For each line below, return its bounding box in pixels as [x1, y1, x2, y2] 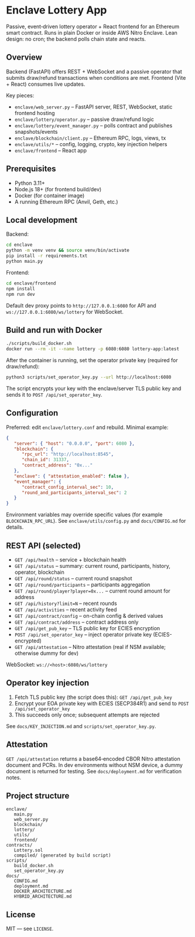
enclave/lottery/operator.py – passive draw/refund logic [14, 116, 154, 123]
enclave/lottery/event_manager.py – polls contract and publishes [14, 121, 173, 129]
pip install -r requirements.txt [6, 253, 88, 259]
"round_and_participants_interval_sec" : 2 [21, 489, 127, 496]
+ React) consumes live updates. [6, 80, 85, 87]
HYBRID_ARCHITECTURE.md [13, 894, 72, 899]
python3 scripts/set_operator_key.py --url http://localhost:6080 [6, 374, 172, 380]
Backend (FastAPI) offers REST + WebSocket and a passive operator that [6, 68, 183, 75]
